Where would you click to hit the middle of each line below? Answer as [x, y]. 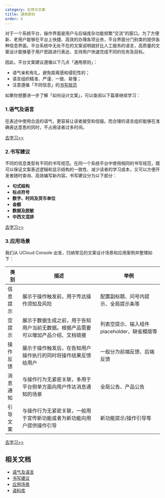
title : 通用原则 [20, 14]
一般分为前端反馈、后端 [127, 352]
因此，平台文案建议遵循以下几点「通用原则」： [51, 62]
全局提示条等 [125, 304]
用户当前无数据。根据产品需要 [56, 328]
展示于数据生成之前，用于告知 [56, 321]
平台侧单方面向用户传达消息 [54, 387]
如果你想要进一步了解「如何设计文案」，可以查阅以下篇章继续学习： [73, 95]
